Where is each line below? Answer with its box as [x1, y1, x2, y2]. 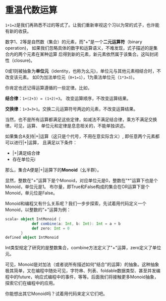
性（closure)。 [5, 57, 35, 63]
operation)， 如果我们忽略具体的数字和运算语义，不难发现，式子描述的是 [5, 45, 154, 51]
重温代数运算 [5, 4, 58, 16]
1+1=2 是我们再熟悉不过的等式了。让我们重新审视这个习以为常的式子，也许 [5, 22, 155, 28]
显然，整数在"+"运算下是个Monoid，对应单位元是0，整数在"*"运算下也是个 [5, 177, 158, 183]
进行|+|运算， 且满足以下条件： [13, 139, 78, 145]
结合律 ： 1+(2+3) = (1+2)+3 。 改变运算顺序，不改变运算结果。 [5, 95, 131, 101]
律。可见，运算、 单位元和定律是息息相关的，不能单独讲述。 [5, 122, 128, 128]
